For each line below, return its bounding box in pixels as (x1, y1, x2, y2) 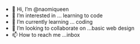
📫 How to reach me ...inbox (11, 32, 80, 38)
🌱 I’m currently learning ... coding (11, 18, 93, 25)
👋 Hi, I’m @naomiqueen (11, 6, 69, 12)
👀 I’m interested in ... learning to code (11, 12, 103, 19)
